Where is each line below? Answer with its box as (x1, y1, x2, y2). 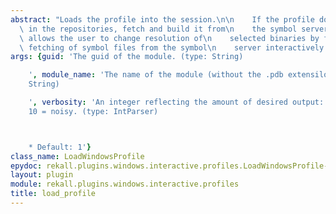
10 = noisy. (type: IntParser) (28, 106, 159, 116)
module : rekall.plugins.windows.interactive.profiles (10, 179, 240, 190)
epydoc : (10, 161, 43, 171)
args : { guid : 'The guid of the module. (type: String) (10, 52, 244, 62)
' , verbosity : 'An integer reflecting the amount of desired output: (28, 97, 325, 107)
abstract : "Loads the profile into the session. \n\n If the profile (10, 14, 315, 25)
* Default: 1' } (28, 142, 92, 152)
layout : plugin (10, 170, 74, 180)
